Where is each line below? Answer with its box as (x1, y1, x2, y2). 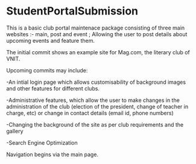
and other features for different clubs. (6, 84, 100, 92)
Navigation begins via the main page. (6, 151, 98, 158)
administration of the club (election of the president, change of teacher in (6, 102, 189, 110)
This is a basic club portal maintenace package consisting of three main (6, 24, 185, 31)
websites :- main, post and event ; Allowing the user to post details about (6, 30, 188, 37)
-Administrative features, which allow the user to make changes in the (6, 96, 180, 104)
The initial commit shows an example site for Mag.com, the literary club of (6, 48, 190, 55)
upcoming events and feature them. (6, 37, 95, 44)
